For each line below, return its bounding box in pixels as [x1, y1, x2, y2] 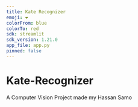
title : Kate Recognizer [6, 8, 66, 15]
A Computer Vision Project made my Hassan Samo [6, 94, 133, 101]
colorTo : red [6, 25, 39, 32]
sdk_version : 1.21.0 [6, 37, 58, 43]
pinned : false [6, 48, 42, 54]
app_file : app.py [6, 43, 50, 49]
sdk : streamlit [6, 31, 45, 37]
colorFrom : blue [6, 20, 47, 26]
